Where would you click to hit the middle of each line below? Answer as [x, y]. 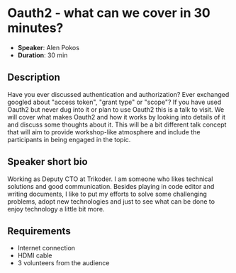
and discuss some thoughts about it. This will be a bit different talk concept [117, 124]
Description [34, 77]
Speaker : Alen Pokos [49, 47]
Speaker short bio [47, 162]
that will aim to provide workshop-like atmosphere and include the [104, 132]
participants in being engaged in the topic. [69, 139]
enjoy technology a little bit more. [56, 209]
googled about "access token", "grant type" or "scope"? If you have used [114, 102]
